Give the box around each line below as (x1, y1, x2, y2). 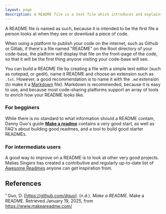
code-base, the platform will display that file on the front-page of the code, (5, 50, 158, 57)
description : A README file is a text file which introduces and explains (5, 12, 163, 17)
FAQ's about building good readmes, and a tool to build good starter (5, 126, 143, 131)
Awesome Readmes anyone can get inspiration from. (5, 165, 113, 171)
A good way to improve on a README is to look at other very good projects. (5, 155, 159, 161)
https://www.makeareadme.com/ (5, 203, 73, 209)
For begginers (5, 104, 40, 111)
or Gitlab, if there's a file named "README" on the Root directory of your (5, 45, 153, 51)
